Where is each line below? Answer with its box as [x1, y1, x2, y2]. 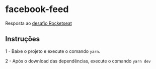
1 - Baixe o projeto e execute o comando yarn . [5, 48, 101, 54]
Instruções [5, 35, 40, 43]
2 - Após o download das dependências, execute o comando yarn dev [5, 58, 151, 64]
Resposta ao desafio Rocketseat [5, 20, 72, 26]
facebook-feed [5, 4, 69, 15]
